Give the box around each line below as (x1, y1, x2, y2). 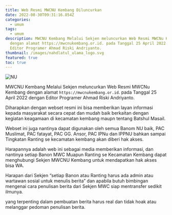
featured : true (5, 55, 38, 60)
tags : (5, 27, 17, 32)
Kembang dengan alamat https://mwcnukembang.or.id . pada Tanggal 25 (5, 89, 157, 95)
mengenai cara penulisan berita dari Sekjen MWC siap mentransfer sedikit (5, 183, 162, 189)
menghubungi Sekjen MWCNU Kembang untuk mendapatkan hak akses (5, 157, 157, 163)
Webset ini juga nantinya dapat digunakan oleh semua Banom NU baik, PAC (5, 125, 165, 132)
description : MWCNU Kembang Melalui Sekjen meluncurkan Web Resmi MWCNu (5, 36, 164, 41)
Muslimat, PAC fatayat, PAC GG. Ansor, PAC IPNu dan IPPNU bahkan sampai (5, 131, 166, 137)
